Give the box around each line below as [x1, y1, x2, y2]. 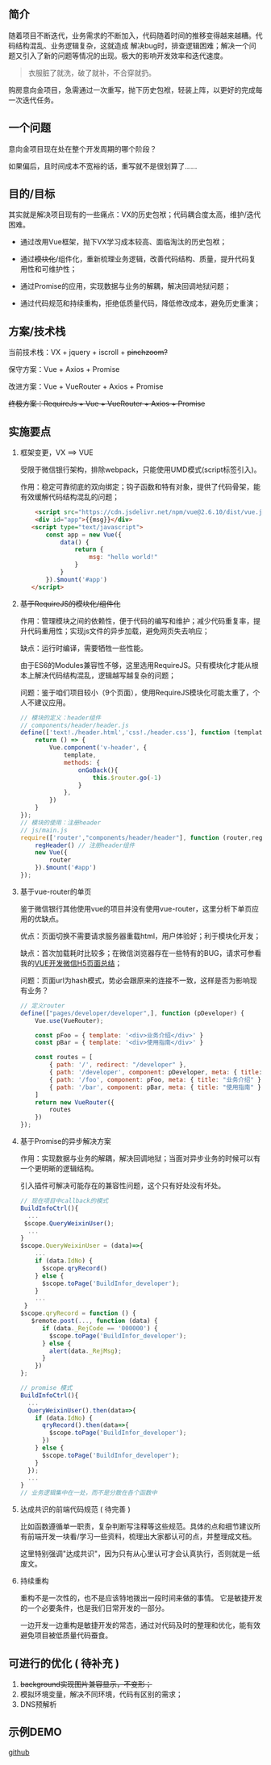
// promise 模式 [19, 1384, 73, 1392]
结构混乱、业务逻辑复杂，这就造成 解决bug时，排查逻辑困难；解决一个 [15, 40, 250, 50]
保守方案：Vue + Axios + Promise [8, 365, 120, 374]
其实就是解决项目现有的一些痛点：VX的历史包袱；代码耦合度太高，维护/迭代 [8, 210, 261, 219]
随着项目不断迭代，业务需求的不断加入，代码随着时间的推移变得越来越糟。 [8, 31, 256, 40]
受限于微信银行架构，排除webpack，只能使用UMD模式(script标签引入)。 [19, 465, 261, 474]
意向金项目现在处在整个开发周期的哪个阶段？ [8, 144, 157, 153]
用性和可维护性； [19, 265, 77, 274]
